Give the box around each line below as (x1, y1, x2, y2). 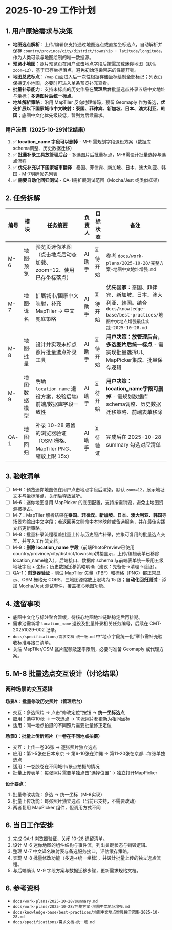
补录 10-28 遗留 (35, 422, 76, 429)
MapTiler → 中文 (35, 308, 75, 315)
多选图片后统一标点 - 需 (106, 341, 164, 348)
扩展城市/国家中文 (35, 292, 79, 300)
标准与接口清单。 (17, 640, 54, 646)
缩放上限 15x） (35, 453, 73, 460)
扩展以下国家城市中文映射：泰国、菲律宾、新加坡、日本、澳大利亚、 (17, 106, 161, 111)
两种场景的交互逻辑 (5, 685, 53, 693)
